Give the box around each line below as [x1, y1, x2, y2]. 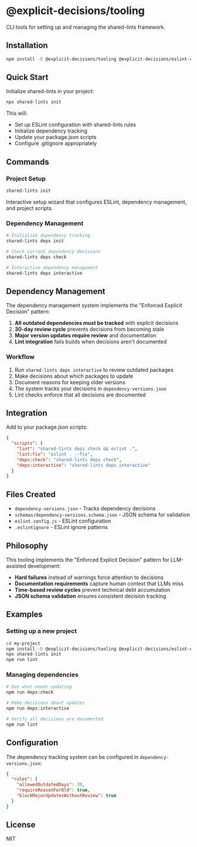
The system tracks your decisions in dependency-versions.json [14, 385, 167, 392]
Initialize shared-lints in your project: [6, 88, 94, 95]
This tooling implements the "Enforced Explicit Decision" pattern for [6, 556, 169, 563]
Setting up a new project [6, 627, 77, 635]
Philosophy [6, 541, 49, 551]
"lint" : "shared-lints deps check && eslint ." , [16, 446, 138, 452]
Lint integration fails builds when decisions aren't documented [14, 338, 167, 345]
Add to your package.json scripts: [6, 423, 88, 431]
